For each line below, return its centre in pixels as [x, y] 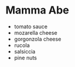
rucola [22, 45]
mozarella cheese [35, 32]
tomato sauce [31, 26]
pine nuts [25, 58]
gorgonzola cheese [37, 39]
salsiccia [25, 51]
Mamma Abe [37, 10]
